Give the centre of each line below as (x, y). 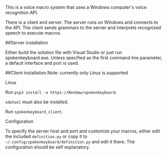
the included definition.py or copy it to (46, 136)
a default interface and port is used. (42, 63)
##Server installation (27, 43)
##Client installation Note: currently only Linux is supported (67, 73)
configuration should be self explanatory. (48, 147)
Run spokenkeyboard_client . (34, 112)
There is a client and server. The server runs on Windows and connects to (82, 22)
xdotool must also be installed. (37, 102)
